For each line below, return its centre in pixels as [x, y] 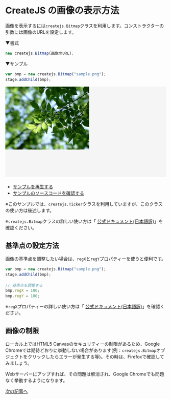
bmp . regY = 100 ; [22, 296]
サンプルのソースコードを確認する [48, 193]
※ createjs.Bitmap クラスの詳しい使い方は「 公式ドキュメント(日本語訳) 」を [84, 221]
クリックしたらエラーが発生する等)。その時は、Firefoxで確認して [96, 357]
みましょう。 [19, 363]
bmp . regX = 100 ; [22, 291]
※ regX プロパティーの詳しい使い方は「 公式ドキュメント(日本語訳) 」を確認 [83, 307]
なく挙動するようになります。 [36, 381]
